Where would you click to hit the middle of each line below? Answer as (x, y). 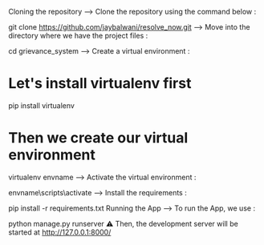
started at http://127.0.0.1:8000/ (60, 232)
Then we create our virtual (98, 138)
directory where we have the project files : (78, 36)
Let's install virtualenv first (100, 84)
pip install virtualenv (41, 105)
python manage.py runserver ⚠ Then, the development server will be (123, 223)
